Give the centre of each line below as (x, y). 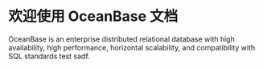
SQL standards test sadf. (49, 56)
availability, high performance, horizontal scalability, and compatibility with (132, 47)
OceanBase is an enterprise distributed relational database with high (121, 39)
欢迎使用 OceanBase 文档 (93, 16)
